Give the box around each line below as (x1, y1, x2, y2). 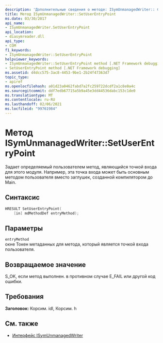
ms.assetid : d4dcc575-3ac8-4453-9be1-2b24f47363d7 (5, 70, 110, 75)
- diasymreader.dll (5, 34, 45, 39)
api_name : (5, 20, 25, 26)
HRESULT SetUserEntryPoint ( (5, 206, 62, 211)
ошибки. (5, 278, 23, 284)
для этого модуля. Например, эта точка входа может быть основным (5, 169, 149, 175)
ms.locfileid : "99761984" (5, 106, 57, 112)
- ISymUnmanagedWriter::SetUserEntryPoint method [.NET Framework (5, 61, 142, 66)
